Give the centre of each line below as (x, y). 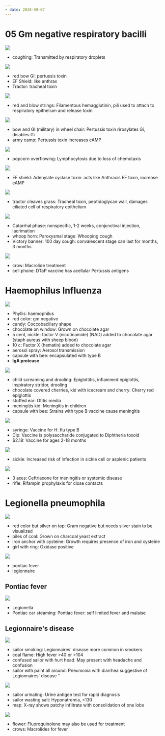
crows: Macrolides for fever (40, 729)
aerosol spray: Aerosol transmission (48, 350)
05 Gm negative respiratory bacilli (76, 34)
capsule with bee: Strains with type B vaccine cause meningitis (76, 411)
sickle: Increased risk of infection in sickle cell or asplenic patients (79, 459)
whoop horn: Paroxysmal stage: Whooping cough (62, 236)
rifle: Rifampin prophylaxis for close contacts (57, 483)
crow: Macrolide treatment (39, 265)
